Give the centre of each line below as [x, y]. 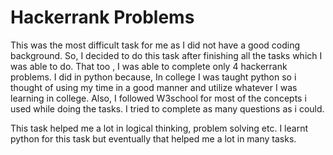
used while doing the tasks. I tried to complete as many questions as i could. [167, 108]
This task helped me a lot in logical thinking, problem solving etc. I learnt [159, 128]
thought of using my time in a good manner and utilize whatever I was [154, 87]
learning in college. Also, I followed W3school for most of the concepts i [158, 98]
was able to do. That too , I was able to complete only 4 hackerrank [149, 66]
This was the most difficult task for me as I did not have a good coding [155, 45]
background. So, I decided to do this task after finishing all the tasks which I [166, 55]
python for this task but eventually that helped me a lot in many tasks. [153, 138]
